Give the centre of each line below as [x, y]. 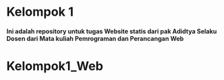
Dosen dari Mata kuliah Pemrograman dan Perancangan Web [95, 38]
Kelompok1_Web [55, 66]
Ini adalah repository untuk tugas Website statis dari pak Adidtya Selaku [112, 31]
